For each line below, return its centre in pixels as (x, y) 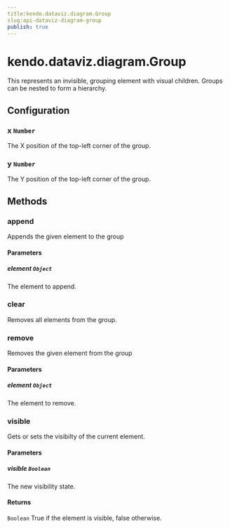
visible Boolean (29, 469)
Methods (27, 201)
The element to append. (42, 286)
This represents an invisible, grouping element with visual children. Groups (115, 81)
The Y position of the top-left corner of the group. (79, 179)
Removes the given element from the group (70, 353)
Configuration (39, 111)
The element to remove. (42, 403)
